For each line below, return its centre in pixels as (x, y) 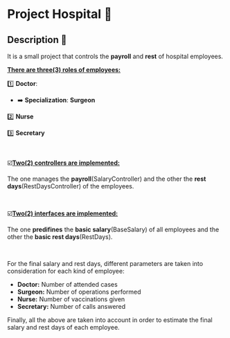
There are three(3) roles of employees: (64, 70)
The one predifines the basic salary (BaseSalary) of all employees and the (113, 229)
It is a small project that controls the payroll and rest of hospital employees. (115, 56)
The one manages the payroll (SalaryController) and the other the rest (107, 179)
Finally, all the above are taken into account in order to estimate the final (110, 320)
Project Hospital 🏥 (60, 14)
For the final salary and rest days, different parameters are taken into (105, 264)
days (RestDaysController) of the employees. (71, 186)
